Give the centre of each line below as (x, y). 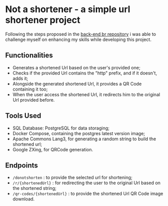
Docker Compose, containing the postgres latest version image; (79, 133)
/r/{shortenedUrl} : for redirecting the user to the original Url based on (86, 183)
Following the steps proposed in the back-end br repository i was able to (81, 34)
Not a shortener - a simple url (68, 9)
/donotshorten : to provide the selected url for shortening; (72, 178)
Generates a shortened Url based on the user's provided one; (76, 67)
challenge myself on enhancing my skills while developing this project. (78, 39)
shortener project (43, 20)
